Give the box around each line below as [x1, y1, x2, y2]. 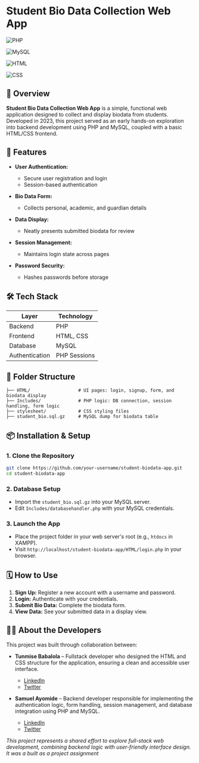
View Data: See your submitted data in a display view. [14, 608, 148, 616]
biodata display [6, 393, 46, 399]
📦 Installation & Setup [6, 430, 91, 441]
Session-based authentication [23, 181, 98, 188]
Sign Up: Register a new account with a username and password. [14, 589, 176, 596]
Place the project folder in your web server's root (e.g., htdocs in [14, 533, 173, 540]
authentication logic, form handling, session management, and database [14, 701, 192, 708]
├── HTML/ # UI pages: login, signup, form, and [6, 387, 175, 393]
